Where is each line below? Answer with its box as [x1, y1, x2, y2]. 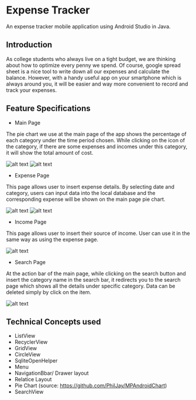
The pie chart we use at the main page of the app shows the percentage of [6, 130, 187, 138]
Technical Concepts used [6, 317, 101, 327]
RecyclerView [14, 339, 48, 346]
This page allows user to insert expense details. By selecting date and [6, 183, 174, 190]
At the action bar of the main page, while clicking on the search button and [6, 270, 186, 277]
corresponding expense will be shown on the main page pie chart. [6, 196, 166, 203]
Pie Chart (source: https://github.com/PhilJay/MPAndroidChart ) [14, 382, 167, 389]
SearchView [14, 388, 44, 395]
